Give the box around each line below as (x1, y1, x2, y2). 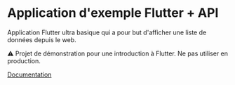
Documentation (7, 70, 52, 79)
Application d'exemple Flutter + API (7, 5, 219, 21)
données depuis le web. (7, 35, 76, 44)
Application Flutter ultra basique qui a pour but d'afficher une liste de (7, 28, 207, 37)
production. (7, 56, 41, 65)
